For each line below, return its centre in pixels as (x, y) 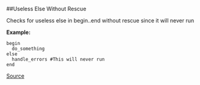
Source (15, 76)
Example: (19, 32)
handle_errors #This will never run (58, 59)
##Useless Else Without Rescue (46, 9)
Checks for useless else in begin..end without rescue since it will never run (100, 20)
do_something (28, 49)
